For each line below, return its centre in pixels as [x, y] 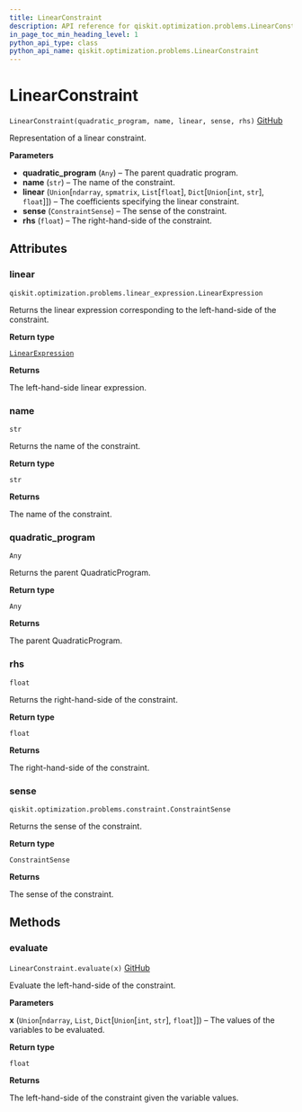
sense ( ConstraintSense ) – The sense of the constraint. [124, 211]
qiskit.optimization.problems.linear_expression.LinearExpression [136, 293]
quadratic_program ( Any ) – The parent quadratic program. [130, 173]
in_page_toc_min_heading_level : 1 [74, 34]
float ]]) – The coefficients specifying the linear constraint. [131, 202]
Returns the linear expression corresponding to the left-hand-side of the [143, 309]
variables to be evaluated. [57, 1029]
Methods [35, 923]
